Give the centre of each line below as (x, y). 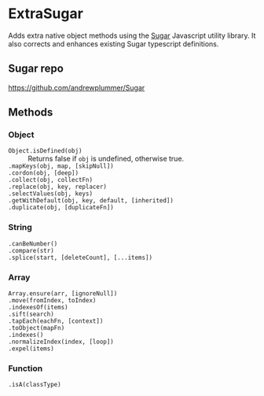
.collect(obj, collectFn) (50, 180)
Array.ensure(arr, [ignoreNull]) (63, 294)
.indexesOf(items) (38, 308)
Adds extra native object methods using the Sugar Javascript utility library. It (132, 35)
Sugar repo (36, 69)
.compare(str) (31, 250)
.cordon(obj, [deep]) (44, 173)
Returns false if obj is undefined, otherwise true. (106, 159)
